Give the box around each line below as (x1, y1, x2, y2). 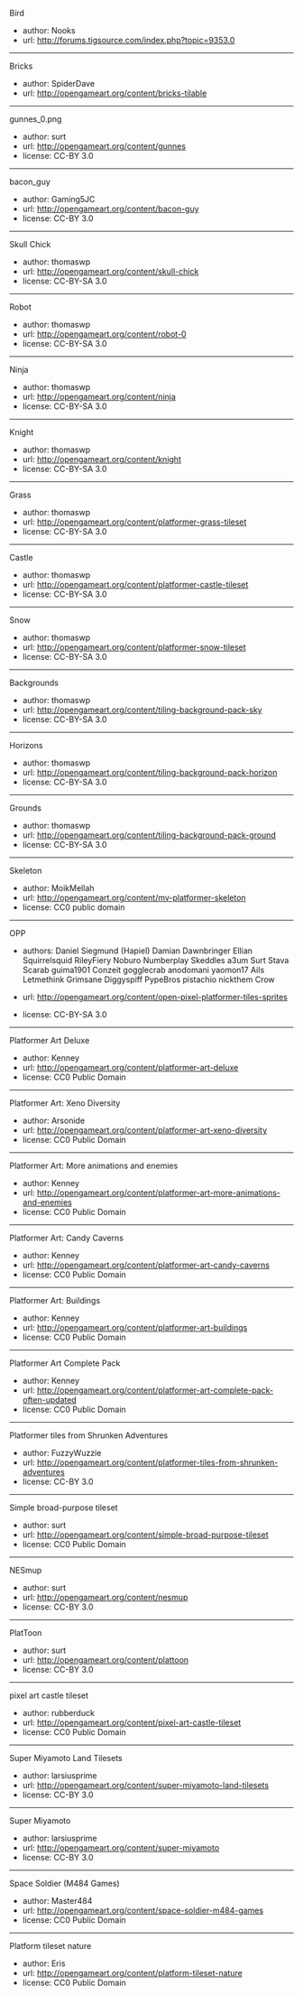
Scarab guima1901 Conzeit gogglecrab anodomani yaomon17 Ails (22, 965, 265, 975)
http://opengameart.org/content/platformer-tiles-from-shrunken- (36, 1457, 279, 1468)
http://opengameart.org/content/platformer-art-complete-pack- (36, 1385, 273, 1396)
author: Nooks (22, 25, 76, 35)
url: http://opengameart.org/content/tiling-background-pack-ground (22, 830, 277, 840)
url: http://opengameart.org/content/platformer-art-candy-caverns (22, 1259, 271, 1270)
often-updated (22, 1395, 77, 1405)
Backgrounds (9, 677, 59, 688)
